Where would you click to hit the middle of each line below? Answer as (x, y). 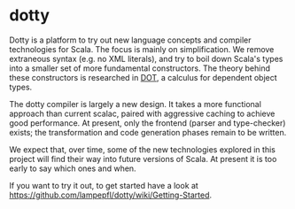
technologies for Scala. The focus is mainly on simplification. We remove (142, 49)
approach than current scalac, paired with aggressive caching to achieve (142, 113)
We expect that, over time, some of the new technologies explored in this (143, 149)
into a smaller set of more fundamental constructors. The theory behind (140, 68)
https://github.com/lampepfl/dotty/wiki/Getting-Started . (111, 195)
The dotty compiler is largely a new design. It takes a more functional (135, 104)
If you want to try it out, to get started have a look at (104, 185)
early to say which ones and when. (73, 168)
